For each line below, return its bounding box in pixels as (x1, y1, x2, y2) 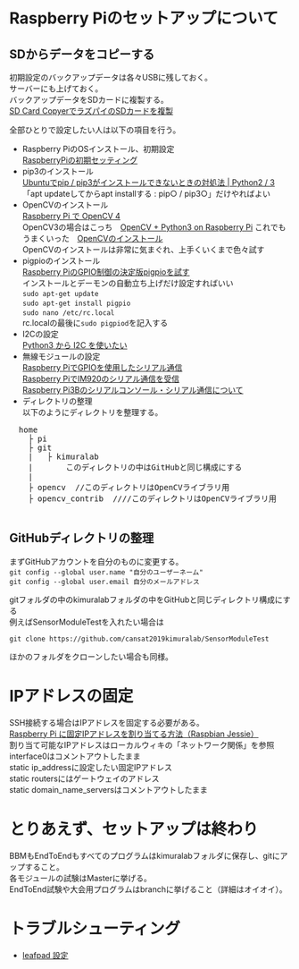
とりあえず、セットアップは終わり (9, 819, 259, 839)
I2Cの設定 (21, 328, 60, 339)
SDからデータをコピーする (9, 47, 154, 62)
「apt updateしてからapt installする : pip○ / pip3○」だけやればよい (21, 189, 270, 199)
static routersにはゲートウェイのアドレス (9, 773, 160, 784)
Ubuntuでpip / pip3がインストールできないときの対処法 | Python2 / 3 (21, 177, 275, 188)
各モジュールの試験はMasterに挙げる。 (9, 872, 152, 883)
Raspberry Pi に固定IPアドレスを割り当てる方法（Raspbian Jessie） (9, 728, 259, 739)
